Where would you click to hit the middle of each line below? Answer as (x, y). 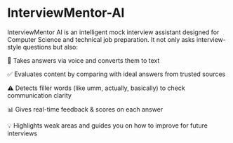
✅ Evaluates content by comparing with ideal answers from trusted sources (116, 74)
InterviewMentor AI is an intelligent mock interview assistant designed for (113, 32)
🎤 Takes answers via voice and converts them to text (84, 60)
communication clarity (40, 95)
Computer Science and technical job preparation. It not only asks (101, 39)
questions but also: (51, 47)
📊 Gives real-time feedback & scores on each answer (85, 109)
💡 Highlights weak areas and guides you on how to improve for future (108, 125)
